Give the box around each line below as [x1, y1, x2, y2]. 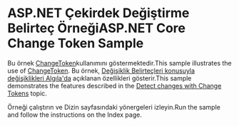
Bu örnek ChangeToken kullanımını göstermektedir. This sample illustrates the [7, 58, 232, 67]
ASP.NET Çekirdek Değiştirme [7, 5, 190, 21]
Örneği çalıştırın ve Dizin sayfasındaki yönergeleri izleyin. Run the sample [7, 103, 221, 111]
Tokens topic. [7, 89, 48, 98]
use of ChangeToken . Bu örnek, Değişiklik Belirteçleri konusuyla [7, 66, 195, 75]
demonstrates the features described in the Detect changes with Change [7, 81, 222, 90]
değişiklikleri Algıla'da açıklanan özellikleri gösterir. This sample [7, 73, 192, 83]
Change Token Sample [7, 36, 144, 51]
